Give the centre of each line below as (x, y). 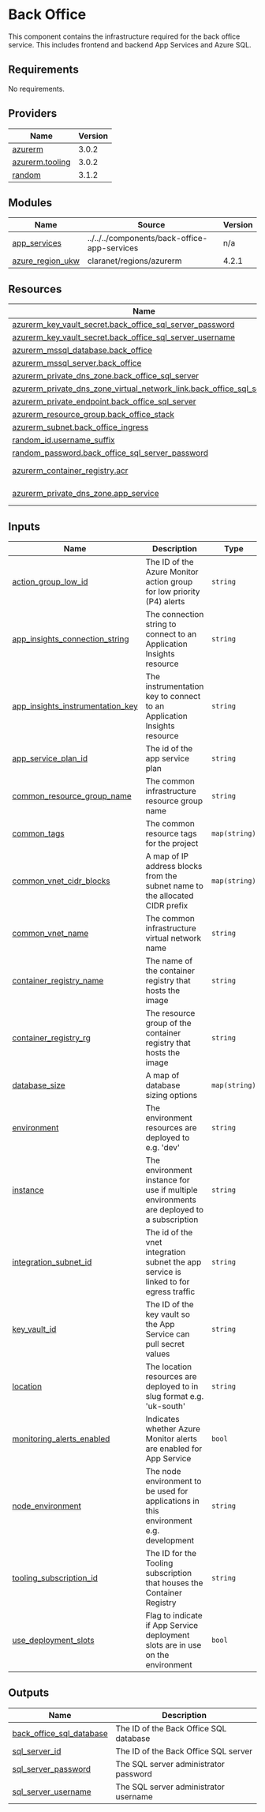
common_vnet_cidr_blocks (61, 881)
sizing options (172, 1095)
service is (163, 1272)
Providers (33, 113)
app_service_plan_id (50, 758)
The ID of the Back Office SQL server (184, 1751)
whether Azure (173, 1429)
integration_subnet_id (52, 1262)
